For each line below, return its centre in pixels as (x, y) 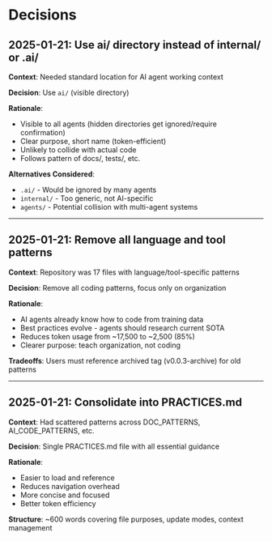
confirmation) (43, 132)
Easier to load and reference (67, 477)
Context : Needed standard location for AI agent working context (116, 77)
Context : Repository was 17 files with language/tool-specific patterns (124, 272)
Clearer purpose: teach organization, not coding (100, 345)
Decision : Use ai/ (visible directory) (69, 92)
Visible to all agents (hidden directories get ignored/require (118, 124)
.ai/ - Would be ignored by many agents (88, 190)
